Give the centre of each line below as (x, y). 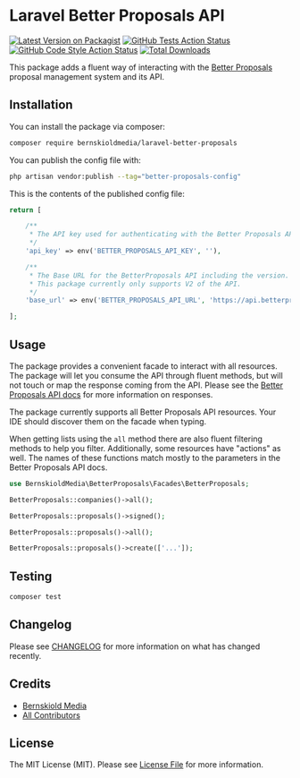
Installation (41, 105)
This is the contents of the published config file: (97, 193)
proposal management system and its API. (87, 76)
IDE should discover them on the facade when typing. (108, 421)
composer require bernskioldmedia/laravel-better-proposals (124, 143)
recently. (25, 655)
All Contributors (51, 715)
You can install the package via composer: (87, 126)
